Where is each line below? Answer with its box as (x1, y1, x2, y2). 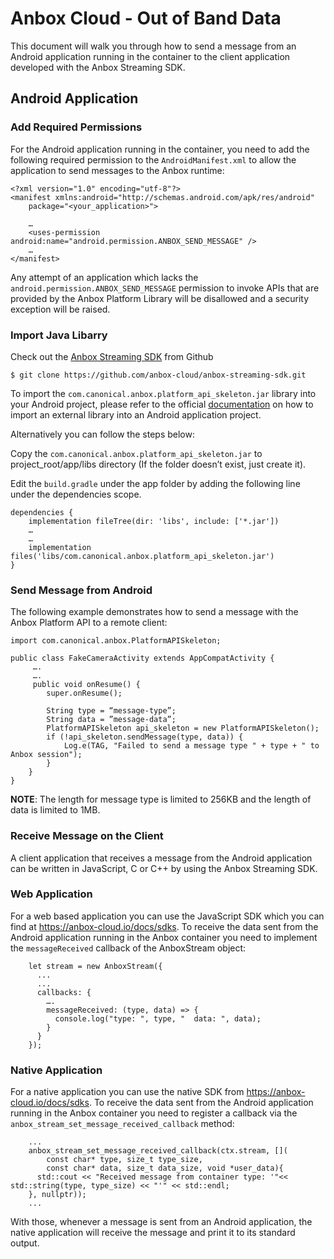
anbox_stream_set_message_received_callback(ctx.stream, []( (28, 1146, 288, 1156)
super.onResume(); (46, 688, 123, 699)
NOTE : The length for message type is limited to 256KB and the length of (10, 793, 312, 806)
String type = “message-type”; (46, 706, 177, 716)
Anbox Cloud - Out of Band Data (10, 7, 282, 30)
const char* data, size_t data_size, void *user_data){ (46, 1163, 284, 1174)
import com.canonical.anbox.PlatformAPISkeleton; (10, 636, 222, 646)
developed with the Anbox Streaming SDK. (10, 61, 186, 73)
